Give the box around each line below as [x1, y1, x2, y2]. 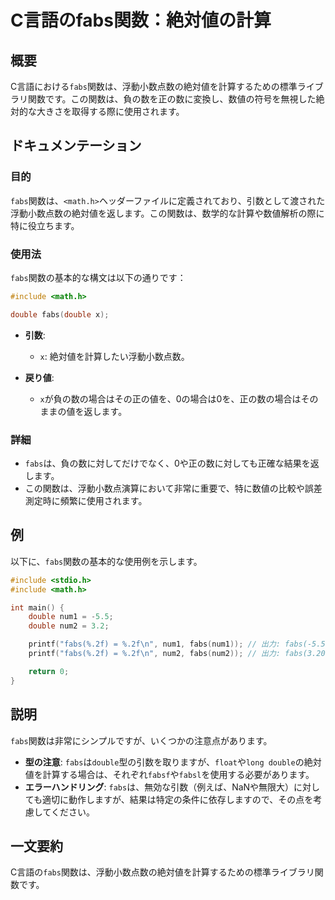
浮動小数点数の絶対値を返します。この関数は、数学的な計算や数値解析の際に [10, 207, 325, 219]
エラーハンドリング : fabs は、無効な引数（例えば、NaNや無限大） [24, 781, 295, 793]
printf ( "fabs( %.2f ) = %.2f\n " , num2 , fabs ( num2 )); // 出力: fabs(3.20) [28, 649, 330, 659]
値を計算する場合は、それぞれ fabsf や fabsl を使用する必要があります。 [24, 768, 315, 780]
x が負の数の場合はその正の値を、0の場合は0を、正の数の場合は [39, 392, 302, 405]
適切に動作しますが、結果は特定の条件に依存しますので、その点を [42, 793, 314, 805]
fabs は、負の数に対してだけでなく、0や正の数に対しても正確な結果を [24, 457, 311, 470]
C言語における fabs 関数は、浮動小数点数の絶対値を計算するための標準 [10, 81, 298, 92]
